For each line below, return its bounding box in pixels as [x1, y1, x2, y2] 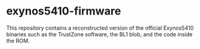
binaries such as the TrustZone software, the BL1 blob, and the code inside [6, 30, 193, 38]
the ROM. [6, 37, 30, 44]
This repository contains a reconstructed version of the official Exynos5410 [6, 24, 194, 31]
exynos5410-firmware [6, 4, 121, 18]
